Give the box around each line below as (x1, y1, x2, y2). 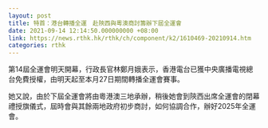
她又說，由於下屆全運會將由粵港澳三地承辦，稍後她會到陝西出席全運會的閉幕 (8, 91, 260, 101)
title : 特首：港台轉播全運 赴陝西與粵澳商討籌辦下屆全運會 (8, 19, 182, 27)
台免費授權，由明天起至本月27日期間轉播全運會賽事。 (8, 74, 185, 84)
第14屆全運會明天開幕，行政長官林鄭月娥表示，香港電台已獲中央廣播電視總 (8, 65, 254, 74)
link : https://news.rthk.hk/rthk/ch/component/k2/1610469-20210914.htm (8, 34, 251, 42)
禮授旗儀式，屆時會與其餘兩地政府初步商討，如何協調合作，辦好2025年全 (8, 102, 250, 111)
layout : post (8, 11, 52, 20)
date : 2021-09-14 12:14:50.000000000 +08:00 (8, 26, 159, 34)
